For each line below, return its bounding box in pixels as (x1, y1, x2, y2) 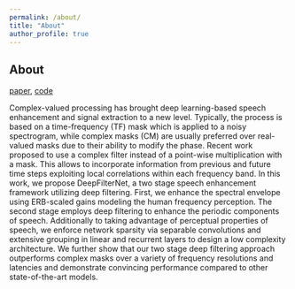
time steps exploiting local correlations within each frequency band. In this (9, 169, 281, 179)
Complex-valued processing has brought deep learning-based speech (9, 103, 267, 113)
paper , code (9, 86, 53, 96)
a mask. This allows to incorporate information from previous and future (9, 159, 272, 170)
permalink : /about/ (9, 12, 82, 22)
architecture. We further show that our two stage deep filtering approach (9, 244, 276, 255)
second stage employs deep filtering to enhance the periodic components (9, 206, 280, 217)
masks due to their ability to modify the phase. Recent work (35, 141, 253, 151)
